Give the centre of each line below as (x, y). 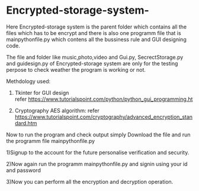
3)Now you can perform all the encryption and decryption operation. (90, 182)
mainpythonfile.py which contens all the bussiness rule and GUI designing (96, 39)
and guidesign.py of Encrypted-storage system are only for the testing (92, 63)
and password (24, 170)
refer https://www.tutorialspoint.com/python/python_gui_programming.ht (104, 99)
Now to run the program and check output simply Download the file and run (98, 135)
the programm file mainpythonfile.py (51, 141)
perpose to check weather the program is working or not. (76, 69)
